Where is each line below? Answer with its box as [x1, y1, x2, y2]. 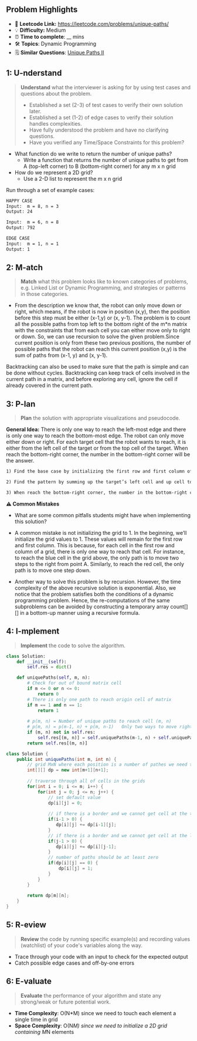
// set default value [47, 794, 101, 800]
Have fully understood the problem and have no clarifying [29, 126, 169, 133]
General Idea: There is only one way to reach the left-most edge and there [6, 426, 186, 433]
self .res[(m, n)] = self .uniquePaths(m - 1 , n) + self [37, 735, 169, 740]
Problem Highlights [6, 5, 78, 15]
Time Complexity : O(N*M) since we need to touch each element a [14, 1009, 176, 1016]
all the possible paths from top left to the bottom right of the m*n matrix [14, 321, 188, 328]
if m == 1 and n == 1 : [27, 702, 83, 708]
